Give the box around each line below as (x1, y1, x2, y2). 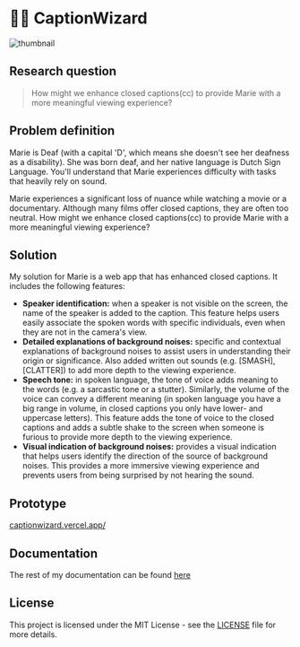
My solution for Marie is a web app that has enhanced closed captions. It (9, 271, 278, 282)
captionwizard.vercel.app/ (9, 520, 106, 530)
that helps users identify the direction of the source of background (21, 450, 269, 461)
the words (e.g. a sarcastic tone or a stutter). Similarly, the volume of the (21, 384, 289, 395)
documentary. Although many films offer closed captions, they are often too (9, 202, 289, 214)
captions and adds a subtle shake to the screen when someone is (21, 422, 264, 433)
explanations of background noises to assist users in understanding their (21, 345, 291, 357)
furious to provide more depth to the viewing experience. (21, 432, 233, 442)
